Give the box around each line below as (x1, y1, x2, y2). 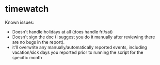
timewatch (5, 3, 49, 15)
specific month (12, 54, 42, 60)
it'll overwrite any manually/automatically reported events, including (12, 44, 147, 50)
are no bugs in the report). (12, 39, 65, 45)
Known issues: (5, 19, 34, 25)
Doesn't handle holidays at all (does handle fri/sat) (12, 29, 113, 34)
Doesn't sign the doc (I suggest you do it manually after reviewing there (12, 34, 155, 40)
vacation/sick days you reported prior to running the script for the (12, 49, 144, 55)
